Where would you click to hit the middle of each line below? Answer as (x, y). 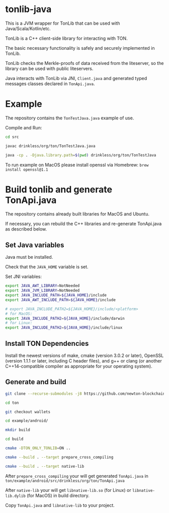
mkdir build (18, 430)
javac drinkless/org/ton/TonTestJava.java (50, 146)
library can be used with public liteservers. (49, 68)
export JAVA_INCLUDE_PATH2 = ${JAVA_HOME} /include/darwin (65, 318)
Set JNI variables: (23, 277)
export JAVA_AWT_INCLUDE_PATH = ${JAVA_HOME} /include (60, 300)
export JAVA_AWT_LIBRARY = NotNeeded (43, 286)
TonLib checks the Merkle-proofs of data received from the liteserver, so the (84, 63)
